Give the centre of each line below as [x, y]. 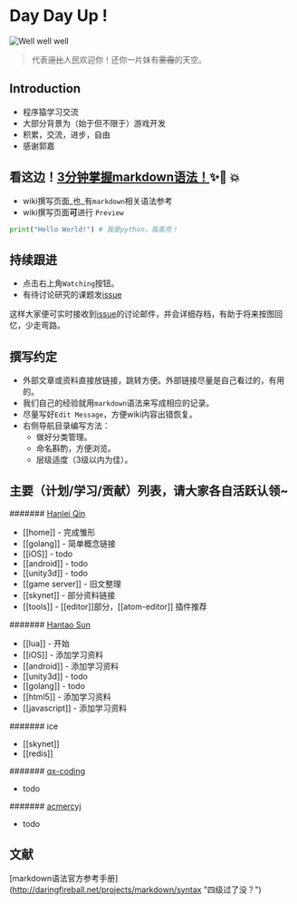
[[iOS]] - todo [48, 554]
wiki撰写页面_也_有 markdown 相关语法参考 [97, 201]
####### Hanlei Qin [48, 513]
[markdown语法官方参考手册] [64, 878]
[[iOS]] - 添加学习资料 [63, 654]
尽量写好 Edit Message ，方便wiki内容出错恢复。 [110, 415]
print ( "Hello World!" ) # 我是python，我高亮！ [94, 229]
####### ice [34, 726]
